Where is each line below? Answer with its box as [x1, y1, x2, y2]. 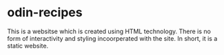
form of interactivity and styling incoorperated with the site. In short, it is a [7, 34, 218, 42]
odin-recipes [7, 5, 83, 20]
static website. [7, 41, 49, 50]
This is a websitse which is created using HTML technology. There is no [7, 27, 212, 35]
